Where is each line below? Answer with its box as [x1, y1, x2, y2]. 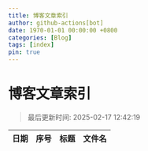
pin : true [8, 48, 41, 56]
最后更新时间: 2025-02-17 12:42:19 [27, 112, 141, 122]
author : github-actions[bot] [8, 19, 104, 27]
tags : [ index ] [8, 41, 55, 49]
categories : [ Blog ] [8, 33, 72, 42]
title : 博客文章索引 [8, 11, 68, 20]
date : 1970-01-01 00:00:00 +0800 [8, 26, 118, 34]
